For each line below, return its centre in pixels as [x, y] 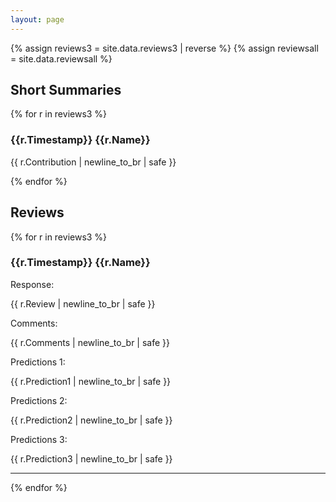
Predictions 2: [39, 400]
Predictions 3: [39, 439]
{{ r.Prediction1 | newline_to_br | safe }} [91, 381]
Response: [32, 284]
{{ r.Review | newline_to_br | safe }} [83, 303]
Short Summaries [66, 90]
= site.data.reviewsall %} [61, 58]
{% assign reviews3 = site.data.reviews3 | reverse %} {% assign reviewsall [164, 48]
